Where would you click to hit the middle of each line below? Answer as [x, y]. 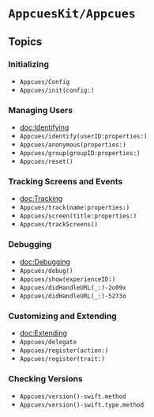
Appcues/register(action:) [64, 351]
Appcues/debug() [46, 271]
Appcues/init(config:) [57, 90]
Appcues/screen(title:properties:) [78, 216]
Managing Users [41, 110]
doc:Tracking [41, 199]
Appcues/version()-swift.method [73, 397]
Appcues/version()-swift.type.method [82, 405]
